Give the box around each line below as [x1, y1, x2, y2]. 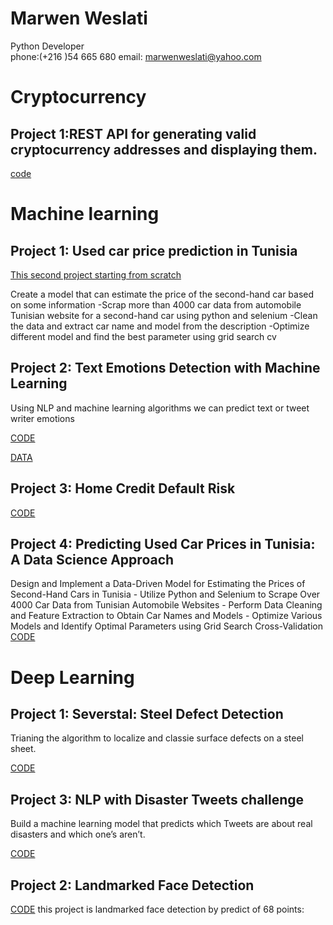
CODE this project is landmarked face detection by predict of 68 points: [10, 903, 305, 915]
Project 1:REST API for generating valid [10, 125, 257, 142]
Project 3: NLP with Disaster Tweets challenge [10, 791, 305, 808]
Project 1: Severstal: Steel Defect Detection [10, 705, 284, 722]
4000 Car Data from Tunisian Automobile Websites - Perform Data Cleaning [10, 599, 323, 611]
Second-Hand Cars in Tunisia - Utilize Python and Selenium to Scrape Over [10, 588, 321, 601]
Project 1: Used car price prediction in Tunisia [10, 242, 298, 259]
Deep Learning [10, 666, 135, 689]
